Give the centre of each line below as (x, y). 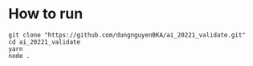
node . (19, 56)
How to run (46, 14)
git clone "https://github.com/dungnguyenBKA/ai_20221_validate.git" (127, 35)
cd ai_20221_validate (45, 42)
